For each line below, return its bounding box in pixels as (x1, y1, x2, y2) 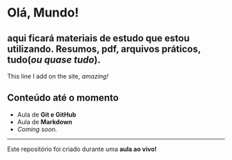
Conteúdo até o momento (7, 92, 119, 104)
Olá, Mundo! (7, 5, 79, 21)
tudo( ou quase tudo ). (7, 54, 101, 66)
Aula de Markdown (17, 117, 72, 126)
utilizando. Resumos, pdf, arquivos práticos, (7, 43, 202, 54)
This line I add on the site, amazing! (7, 72, 109, 80)
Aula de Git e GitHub (17, 110, 77, 119)
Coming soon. (17, 125, 57, 133)
